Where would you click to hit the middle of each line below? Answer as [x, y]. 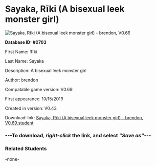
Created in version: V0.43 [31, 108]
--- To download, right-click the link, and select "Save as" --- [78, 135]
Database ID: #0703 [26, 42]
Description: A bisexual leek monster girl [46, 70]
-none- [12, 159]
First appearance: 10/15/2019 [34, 99]
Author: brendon [22, 80]
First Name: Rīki [21, 52]
